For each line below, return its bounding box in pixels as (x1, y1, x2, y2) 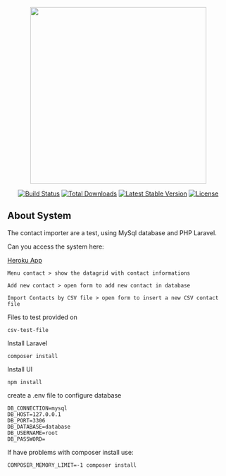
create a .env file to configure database (7, 391, 122, 399)
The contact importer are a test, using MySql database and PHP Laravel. (7, 228, 217, 237)
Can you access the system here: (7, 242, 104, 251)
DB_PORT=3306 (7, 417, 46, 424)
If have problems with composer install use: (7, 448, 134, 456)
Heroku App (7, 256, 42, 264)
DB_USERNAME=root (7, 429, 58, 436)
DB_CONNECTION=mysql (7, 405, 68, 412)
